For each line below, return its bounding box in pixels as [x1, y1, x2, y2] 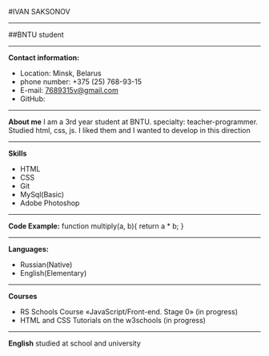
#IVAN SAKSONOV [8, 7, 70, 16]
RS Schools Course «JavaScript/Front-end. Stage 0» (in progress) [19, 307, 239, 316]
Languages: [8, 245, 50, 253]
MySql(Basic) [19, 190, 65, 199]
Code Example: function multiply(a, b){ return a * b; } [8, 221, 184, 231]
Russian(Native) [19, 260, 73, 269]
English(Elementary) [19, 269, 87, 277]
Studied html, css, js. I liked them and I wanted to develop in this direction [8, 126, 251, 135]
